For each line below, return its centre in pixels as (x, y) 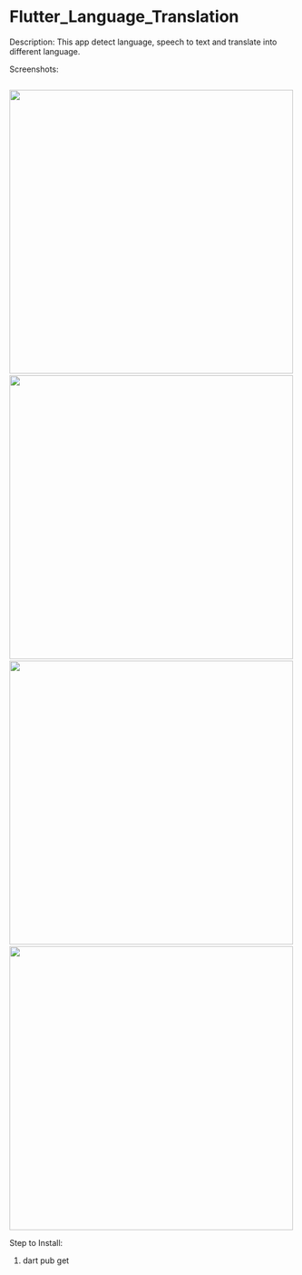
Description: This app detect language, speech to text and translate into (143, 42)
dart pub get (46, 1260)
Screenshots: (34, 69)
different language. (45, 51)
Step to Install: (36, 1242)
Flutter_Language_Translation (124, 17)
